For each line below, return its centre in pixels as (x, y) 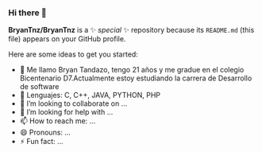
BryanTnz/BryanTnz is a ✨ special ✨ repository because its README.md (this (131, 30)
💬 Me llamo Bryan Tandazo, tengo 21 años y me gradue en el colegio (132, 70)
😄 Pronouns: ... (45, 133)
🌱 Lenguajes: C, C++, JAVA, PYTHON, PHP (90, 95)
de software (39, 87)
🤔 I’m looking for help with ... (66, 112)
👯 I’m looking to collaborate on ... (73, 103)
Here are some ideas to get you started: (73, 54)
